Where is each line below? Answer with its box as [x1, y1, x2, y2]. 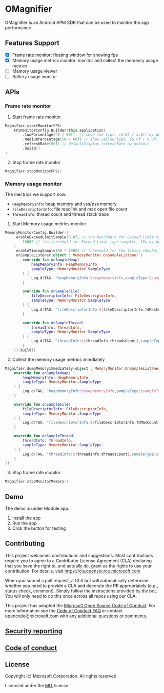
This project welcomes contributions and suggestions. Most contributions [5, 552, 153, 558]
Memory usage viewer [12, 68, 58, 74]
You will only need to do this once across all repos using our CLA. [5, 593, 137, 599]
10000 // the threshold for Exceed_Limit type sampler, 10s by [22, 239, 154, 244]
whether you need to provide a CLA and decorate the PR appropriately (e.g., [5, 583, 159, 588]
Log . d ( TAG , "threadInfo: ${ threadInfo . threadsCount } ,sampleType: [22, 452, 156, 457]
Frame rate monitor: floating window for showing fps [12, 52, 118, 58]
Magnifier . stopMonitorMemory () [5, 479, 69, 484]
